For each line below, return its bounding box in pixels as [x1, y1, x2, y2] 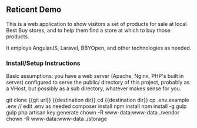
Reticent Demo [6, 5, 62, 15]
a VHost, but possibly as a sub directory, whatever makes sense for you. [6, 85, 182, 92]
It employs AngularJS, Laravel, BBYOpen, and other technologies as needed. [6, 44, 192, 51]
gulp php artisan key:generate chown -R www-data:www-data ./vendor [6, 109, 180, 116]
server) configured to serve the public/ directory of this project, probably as [6, 79, 190, 86]
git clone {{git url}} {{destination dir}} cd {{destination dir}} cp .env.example [6, 97, 189, 104]
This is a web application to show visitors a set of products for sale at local [6, 20, 187, 27]
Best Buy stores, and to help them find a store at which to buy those [6, 27, 171, 34]
